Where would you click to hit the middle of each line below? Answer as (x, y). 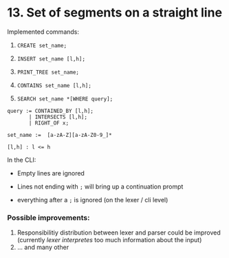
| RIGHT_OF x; (49, 123)
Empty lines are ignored (51, 173)
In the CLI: (22, 160)
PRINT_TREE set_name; (48, 72)
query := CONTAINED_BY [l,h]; (51, 111)
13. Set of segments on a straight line (115, 13)
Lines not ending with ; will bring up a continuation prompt (100, 186)
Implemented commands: (43, 32)
